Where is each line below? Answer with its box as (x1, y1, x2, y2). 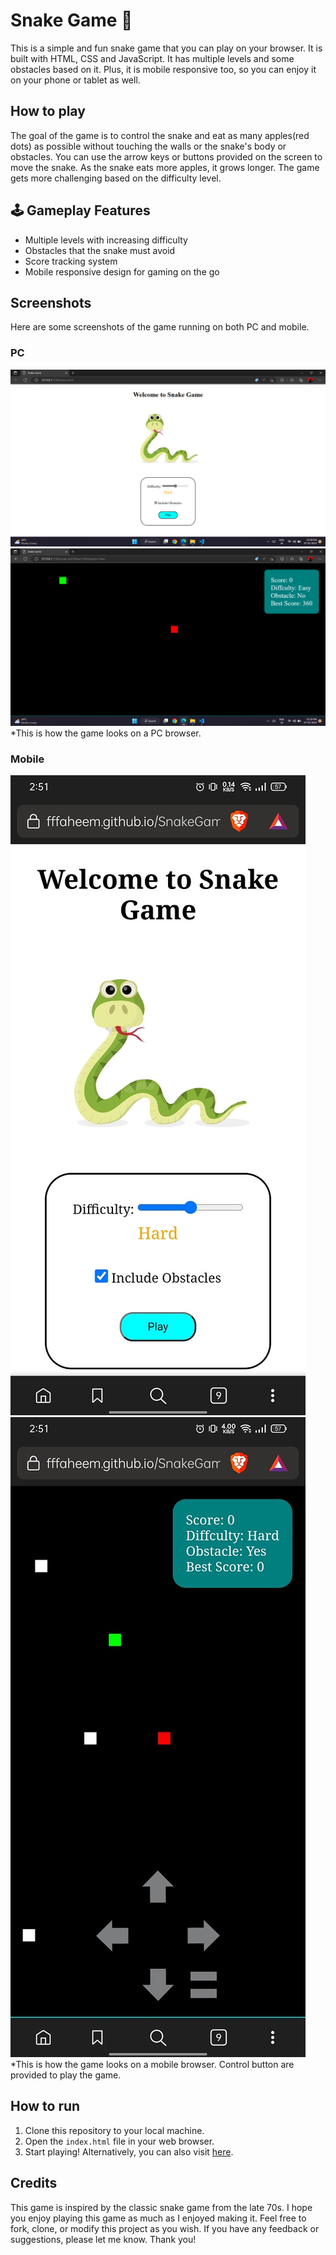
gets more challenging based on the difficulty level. (10, 172, 222, 184)
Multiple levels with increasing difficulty (24, 234, 188, 246)
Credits (10, 2175, 58, 2192)
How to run (10, 2098, 81, 2115)
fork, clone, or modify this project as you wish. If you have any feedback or (10, 2222, 320, 2234)
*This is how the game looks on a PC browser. (10, 727, 202, 739)
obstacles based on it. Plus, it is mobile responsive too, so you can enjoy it (10, 63, 317, 75)
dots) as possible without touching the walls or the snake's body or (10, 140, 287, 152)
